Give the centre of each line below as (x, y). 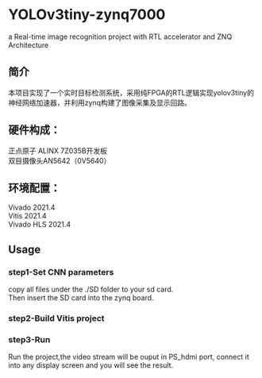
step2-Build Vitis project (56, 318)
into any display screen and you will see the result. (91, 365)
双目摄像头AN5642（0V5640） (60, 160)
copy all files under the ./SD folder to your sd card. (91, 289)
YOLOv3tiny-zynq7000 (87, 15)
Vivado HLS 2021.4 (40, 225)
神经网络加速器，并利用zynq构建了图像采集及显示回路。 (100, 102)
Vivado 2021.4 (32, 207)
